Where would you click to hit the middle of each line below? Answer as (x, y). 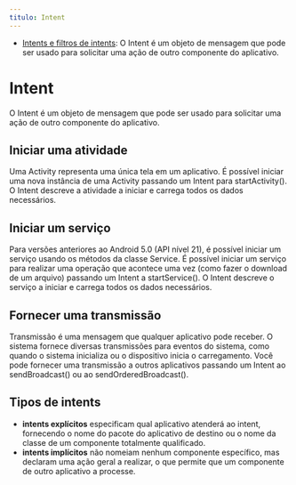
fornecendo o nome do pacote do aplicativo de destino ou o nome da (149, 433)
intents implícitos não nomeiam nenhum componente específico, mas (151, 452)
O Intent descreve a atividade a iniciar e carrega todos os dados (126, 190)
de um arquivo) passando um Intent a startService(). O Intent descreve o (142, 278)
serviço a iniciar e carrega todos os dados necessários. (111, 287)
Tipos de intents (55, 403)
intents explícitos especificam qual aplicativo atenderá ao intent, (141, 424)
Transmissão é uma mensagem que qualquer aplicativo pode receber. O (141, 336)
